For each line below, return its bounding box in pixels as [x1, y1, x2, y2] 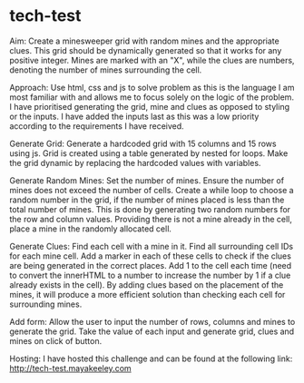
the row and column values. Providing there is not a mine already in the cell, [9, 213, 292, 224]
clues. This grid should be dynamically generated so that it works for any [9, 44, 282, 55]
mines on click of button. [9, 335, 103, 346]
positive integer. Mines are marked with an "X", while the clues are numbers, [9, 54, 295, 65]
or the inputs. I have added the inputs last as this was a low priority [9, 111, 260, 122]
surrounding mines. [9, 299, 83, 309]
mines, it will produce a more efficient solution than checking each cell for [9, 289, 286, 300]
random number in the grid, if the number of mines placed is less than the [9, 194, 285, 205]
